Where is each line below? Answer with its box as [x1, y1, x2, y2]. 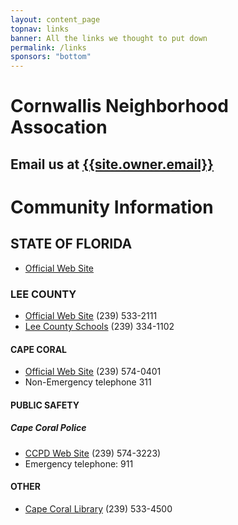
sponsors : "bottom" [10, 52, 92, 62]
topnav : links [10, 24, 70, 34]
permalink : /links [10, 42, 87, 53]
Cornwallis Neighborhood [10, 95, 229, 118]
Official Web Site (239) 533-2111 [24, 310, 158, 321]
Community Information [10, 196, 214, 218]
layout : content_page [10, 14, 101, 25]
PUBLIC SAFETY [10, 399, 80, 411]
